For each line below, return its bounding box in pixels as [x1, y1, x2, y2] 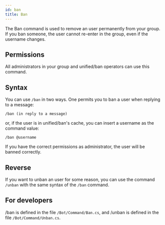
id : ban [5, 7, 21, 12]
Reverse [5, 163, 31, 172]
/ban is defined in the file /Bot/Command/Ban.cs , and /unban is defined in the [5, 209, 160, 215]
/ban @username [5, 135, 37, 140]
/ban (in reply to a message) [5, 111, 68, 117]
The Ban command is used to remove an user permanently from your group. [5, 25, 161, 31]
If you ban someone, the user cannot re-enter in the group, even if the [5, 31, 148, 37]
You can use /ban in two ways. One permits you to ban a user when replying [5, 96, 161, 102]
